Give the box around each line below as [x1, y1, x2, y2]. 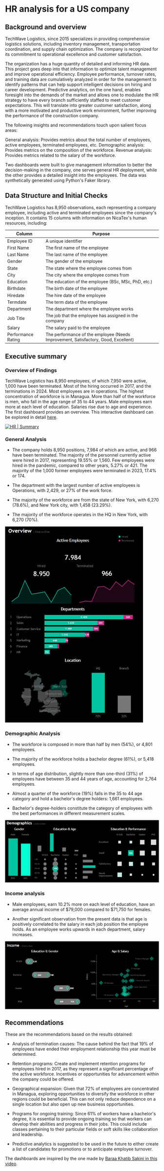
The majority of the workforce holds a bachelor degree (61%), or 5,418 [12, 756, 154, 762]
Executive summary [5, 352, 67, 360]
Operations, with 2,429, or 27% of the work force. [12, 487, 113, 494]
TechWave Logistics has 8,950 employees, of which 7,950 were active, [5, 378, 147, 384]
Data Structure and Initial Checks [5, 191, 108, 200]
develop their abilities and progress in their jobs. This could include [12, 1121, 147, 1127]
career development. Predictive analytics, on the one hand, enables [5, 87, 141, 92]
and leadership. [12, 1131, 44, 1137]
